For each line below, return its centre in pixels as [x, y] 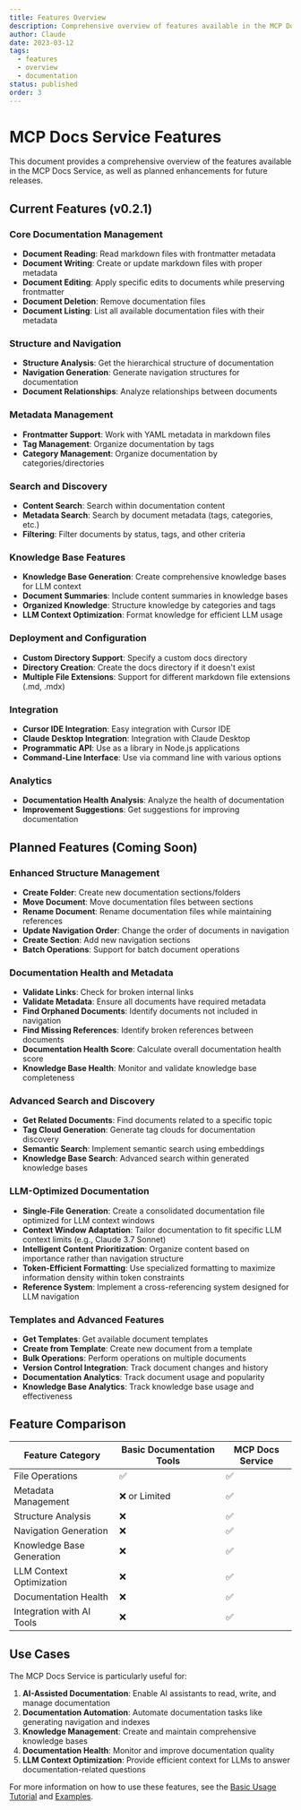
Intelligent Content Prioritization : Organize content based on [136, 1248]
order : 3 [26, 92]
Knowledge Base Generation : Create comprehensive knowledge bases [154, 577]
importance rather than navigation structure [103, 1258]
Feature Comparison [68, 1424]
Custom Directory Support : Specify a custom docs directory [135, 657]
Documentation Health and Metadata [91, 973]
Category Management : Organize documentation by [120, 453]
